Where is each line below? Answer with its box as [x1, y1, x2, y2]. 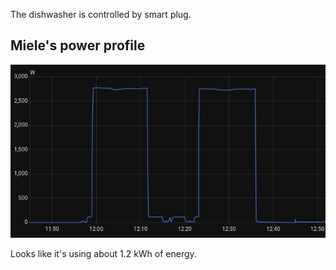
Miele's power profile [10, 37, 146, 54]
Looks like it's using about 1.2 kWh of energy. [10, 248, 197, 259]
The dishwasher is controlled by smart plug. [10, 9, 192, 20]
